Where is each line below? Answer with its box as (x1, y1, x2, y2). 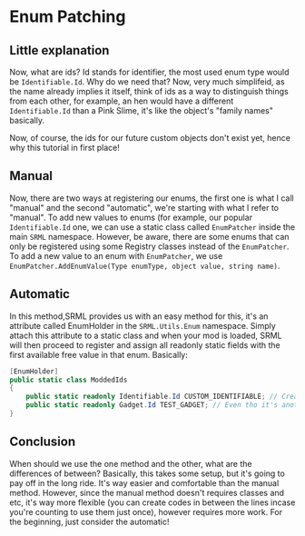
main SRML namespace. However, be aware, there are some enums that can (9, 231, 290, 242)
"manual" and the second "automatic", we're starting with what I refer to (9, 202, 280, 213)
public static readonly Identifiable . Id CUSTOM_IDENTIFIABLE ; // (25, 392, 279, 402)
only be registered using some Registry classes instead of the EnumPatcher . (9, 241, 290, 252)
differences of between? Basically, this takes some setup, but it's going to (9, 468, 286, 479)
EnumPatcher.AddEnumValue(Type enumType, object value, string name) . (9, 260, 280, 271)
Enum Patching (9, 6, 126, 27)
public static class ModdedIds (9, 375, 128, 384)
